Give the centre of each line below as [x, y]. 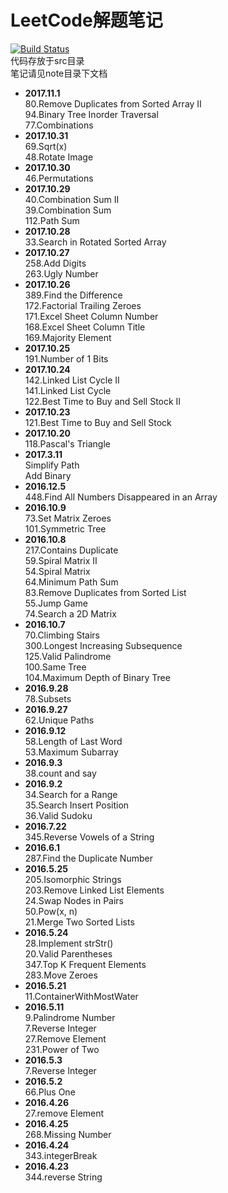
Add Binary [48, 475]
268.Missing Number [68, 1134]
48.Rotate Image [59, 157]
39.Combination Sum [68, 210]
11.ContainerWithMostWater [81, 996]
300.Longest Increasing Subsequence [103, 645]
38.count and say [60, 773]
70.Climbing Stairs [62, 635]
